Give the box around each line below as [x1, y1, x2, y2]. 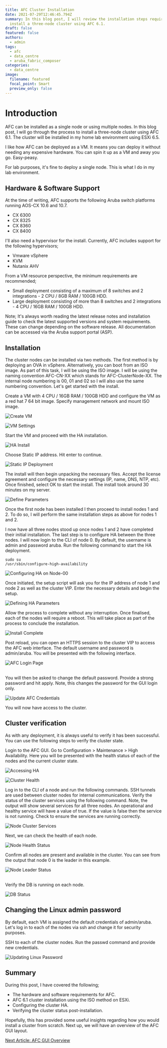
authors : [5, 35, 23, 40]
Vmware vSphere [12, 252, 48, 259]
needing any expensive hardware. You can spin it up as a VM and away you [5, 149, 160, 155]
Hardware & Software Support [5, 184, 100, 192]
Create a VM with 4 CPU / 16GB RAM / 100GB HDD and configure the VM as [5, 393, 161, 399]
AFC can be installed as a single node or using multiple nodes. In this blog [5, 124, 157, 130]
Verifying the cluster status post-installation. [12, 1007, 103, 1013]
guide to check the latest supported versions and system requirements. [5, 319, 152, 325]
